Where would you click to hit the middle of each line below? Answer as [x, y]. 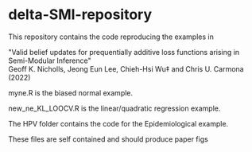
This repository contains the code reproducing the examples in [111, 37]
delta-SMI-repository [80, 15]
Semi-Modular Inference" [50, 60]
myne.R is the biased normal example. [71, 92]
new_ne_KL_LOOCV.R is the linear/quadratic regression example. [114, 108]
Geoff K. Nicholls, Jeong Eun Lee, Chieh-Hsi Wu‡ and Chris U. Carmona [126, 68]
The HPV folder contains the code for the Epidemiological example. [118, 123]
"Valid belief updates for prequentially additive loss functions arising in [124, 52]
